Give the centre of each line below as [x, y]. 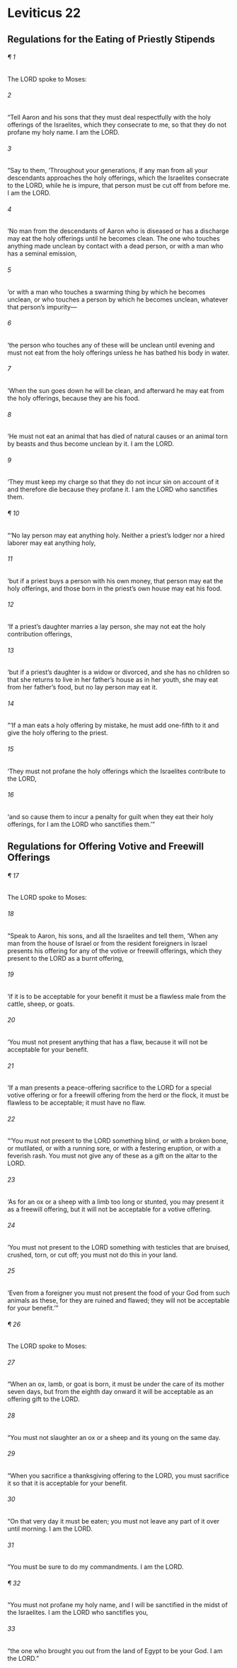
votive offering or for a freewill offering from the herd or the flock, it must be [118, 1095]
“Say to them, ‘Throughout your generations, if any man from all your [108, 171]
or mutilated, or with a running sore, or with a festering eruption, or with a [114, 1148]
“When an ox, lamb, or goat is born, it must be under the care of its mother [116, 1384]
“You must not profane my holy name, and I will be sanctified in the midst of [117, 1605]
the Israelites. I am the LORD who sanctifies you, [78, 1613]
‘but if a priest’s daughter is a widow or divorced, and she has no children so [118, 672]
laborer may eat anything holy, [52, 542]
